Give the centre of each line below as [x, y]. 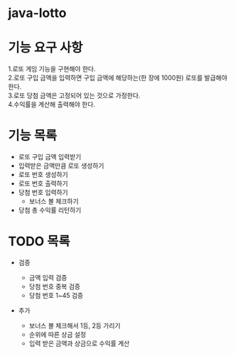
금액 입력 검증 [48, 278]
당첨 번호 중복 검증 [55, 286]
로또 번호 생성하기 [43, 175]
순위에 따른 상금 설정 [58, 334]
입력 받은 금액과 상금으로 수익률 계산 [79, 343]
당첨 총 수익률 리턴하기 [50, 210]
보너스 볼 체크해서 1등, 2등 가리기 [75, 326]
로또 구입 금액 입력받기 [50, 157]
